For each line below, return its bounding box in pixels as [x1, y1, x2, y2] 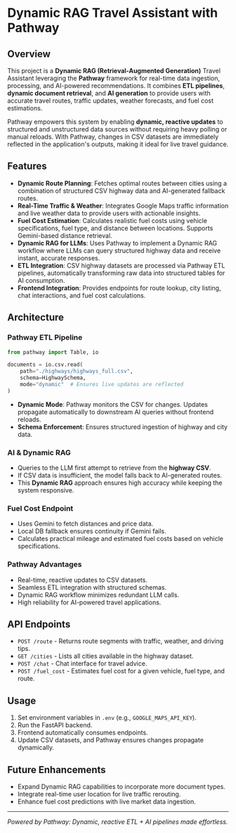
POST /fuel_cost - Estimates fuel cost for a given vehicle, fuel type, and [17, 667, 225, 675]
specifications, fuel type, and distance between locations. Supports [17, 224, 214, 232]
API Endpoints [7, 618, 71, 630]
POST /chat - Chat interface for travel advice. [17, 659, 147, 668]
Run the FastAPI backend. [17, 721, 93, 730]
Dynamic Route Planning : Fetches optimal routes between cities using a [17, 179, 227, 187]
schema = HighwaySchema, [20, 374, 86, 381]
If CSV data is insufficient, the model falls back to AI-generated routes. [17, 471, 223, 480]
